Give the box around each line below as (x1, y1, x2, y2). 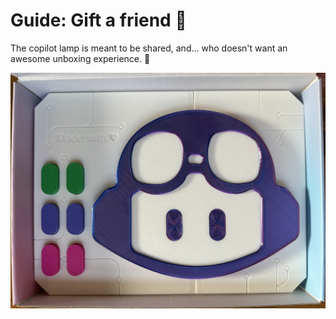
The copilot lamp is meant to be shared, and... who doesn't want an (10, 42, 288, 54)
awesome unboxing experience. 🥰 (10, 52, 151, 64)
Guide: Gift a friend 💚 (10, 9, 187, 32)
